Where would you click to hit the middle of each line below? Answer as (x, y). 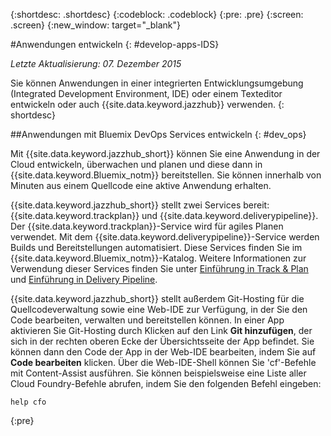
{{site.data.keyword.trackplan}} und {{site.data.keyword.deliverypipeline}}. (164, 215)
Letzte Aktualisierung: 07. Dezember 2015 (96, 63)
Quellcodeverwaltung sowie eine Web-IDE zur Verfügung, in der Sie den (159, 309)
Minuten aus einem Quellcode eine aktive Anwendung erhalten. (141, 185)
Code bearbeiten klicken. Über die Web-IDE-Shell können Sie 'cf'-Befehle (163, 362)
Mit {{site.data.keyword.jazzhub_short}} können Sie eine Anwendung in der (165, 153)
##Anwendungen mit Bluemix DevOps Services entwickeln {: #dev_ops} (158, 134)
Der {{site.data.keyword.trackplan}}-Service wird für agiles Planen (147, 226)
